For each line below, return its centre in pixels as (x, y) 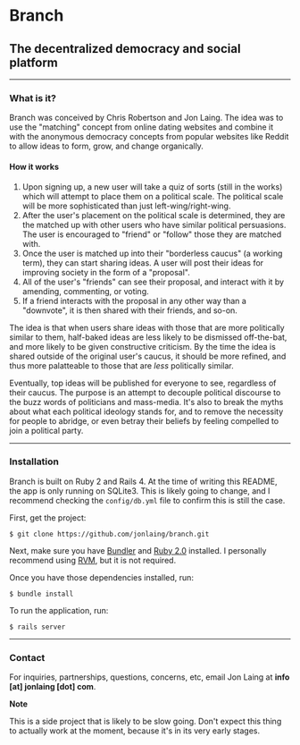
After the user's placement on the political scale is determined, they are (154, 215)
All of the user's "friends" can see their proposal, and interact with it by (153, 282)
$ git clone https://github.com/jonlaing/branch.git (109, 534)
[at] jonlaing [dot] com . (53, 687)
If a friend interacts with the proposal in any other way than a (134, 301)
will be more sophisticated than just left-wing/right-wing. (126, 206)
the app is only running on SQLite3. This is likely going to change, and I (140, 491)
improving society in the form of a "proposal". (106, 272)
